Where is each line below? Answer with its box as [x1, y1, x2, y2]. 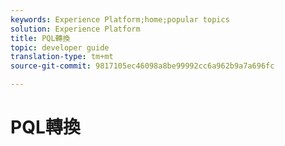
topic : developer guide [10, 42, 110, 53]
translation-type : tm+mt [10, 52, 114, 62]
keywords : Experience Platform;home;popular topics [10, 14, 230, 25]
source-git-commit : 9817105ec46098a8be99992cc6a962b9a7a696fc [10, 61, 275, 71]
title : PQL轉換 [10, 33, 71, 43]
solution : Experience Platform [10, 24, 141, 34]
